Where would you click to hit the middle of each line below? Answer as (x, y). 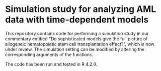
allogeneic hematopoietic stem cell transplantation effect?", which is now (80, 44)
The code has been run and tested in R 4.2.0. (51, 64)
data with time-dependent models (77, 20)
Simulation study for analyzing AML (81, 9)
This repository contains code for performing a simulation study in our (77, 33)
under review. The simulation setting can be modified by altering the (75, 49)
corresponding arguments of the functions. (49, 54)
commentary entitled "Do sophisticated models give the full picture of (77, 39)
